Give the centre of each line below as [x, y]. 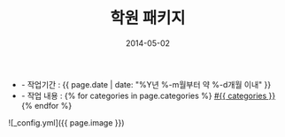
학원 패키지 [148, 18]
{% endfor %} [46, 105]
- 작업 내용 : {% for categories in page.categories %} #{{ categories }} [148, 95]
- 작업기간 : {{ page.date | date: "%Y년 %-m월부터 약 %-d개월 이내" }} [146, 84]
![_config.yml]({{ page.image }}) [66, 122]
